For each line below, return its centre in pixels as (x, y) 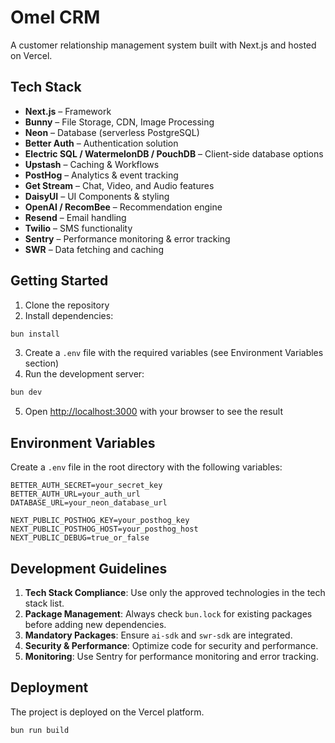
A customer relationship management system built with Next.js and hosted (163, 45)
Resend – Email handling (75, 217)
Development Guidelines (89, 568)
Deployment (49, 687)
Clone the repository (67, 305)
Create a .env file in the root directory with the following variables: (146, 467)
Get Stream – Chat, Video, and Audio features (119, 185)
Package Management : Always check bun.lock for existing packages (168, 613)
